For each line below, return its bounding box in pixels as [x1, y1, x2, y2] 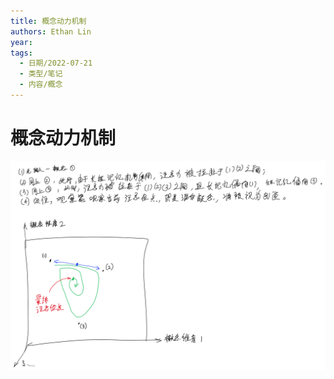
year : [10, 37, 33, 47]
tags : [10, 48, 33, 58]
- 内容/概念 [19, 80, 63, 90]
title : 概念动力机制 [10, 16, 87, 26]
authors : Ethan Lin [10, 26, 92, 37]
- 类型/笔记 [19, 69, 63, 79]
